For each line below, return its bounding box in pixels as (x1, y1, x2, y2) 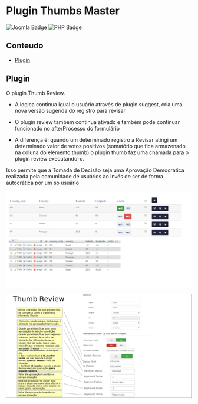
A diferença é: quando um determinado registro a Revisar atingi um (14, 136, 178, 143)
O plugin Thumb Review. (6, 89, 65, 96)
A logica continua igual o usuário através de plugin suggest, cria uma (14, 100, 183, 107)
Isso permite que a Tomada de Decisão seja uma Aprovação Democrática (6, 167, 184, 174)
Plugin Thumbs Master (6, 4, 120, 18)
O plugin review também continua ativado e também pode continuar (14, 118, 180, 125)
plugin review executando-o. (14, 155, 84, 162)
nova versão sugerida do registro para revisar (14, 107, 126, 114)
